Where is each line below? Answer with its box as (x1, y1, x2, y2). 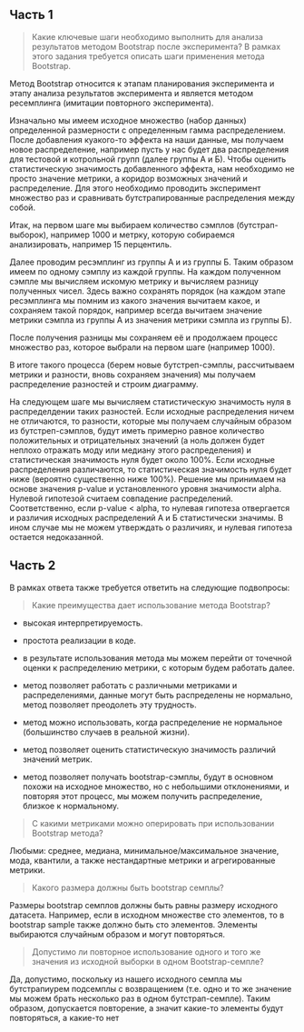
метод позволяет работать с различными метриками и (22, 679, 238, 690)
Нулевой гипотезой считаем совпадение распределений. (9, 493, 233, 504)
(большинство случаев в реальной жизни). (22, 726, 191, 737)
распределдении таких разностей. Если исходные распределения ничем (9, 406, 295, 416)
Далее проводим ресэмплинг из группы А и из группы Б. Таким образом (9, 256, 294, 267)
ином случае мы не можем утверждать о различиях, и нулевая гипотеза (9, 522, 293, 533)
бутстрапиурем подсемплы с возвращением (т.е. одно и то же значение (9, 983, 292, 994)
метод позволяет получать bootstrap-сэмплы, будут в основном (22, 771, 274, 782)
